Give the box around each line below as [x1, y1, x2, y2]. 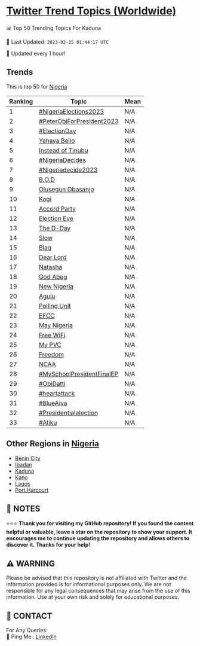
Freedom [38, 350, 64, 358]
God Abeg [38, 272, 67, 281]
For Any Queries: [6, 627, 48, 633]
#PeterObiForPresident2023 [38, 117, 119, 125]
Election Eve [38, 214, 73, 223]
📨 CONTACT [6, 611, 53, 621]
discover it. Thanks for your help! [6, 541, 91, 549]
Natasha [38, 263, 63, 271]
